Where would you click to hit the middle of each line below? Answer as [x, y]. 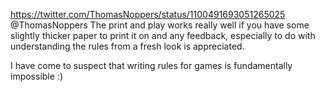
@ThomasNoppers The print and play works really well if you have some [160, 25]
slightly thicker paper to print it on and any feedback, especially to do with [163, 35]
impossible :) [36, 76]
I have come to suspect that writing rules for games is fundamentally [151, 65]
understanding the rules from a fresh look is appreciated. [127, 46]
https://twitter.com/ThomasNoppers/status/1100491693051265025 [148, 14]
